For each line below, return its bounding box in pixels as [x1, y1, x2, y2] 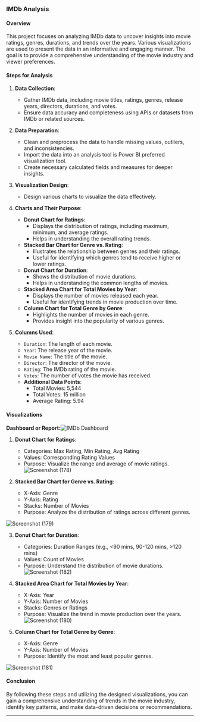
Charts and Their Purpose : [14, 205, 82, 212]
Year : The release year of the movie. [23, 347, 113, 354]
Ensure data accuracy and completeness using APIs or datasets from [23, 109, 193, 116]
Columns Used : [14, 329, 54, 336]
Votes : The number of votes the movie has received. [23, 372, 152, 379]
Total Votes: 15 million [32, 391, 86, 398]
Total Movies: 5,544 [32, 385, 82, 392]
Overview [6, 20, 31, 27]
